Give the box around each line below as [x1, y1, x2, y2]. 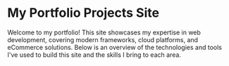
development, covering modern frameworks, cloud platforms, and [7, 35, 199, 44]
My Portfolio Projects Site [7, 5, 160, 21]
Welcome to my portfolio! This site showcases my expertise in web [7, 28, 201, 37]
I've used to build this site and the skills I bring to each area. [7, 51, 182, 59]
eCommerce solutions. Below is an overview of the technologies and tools [7, 43, 222, 51]
